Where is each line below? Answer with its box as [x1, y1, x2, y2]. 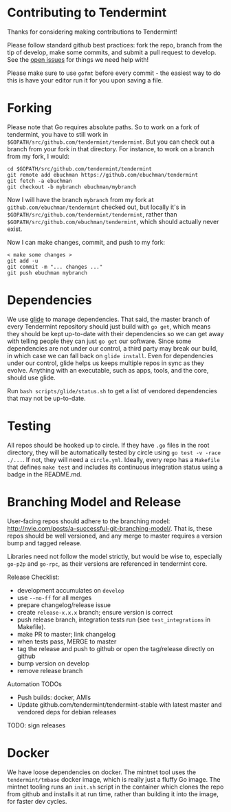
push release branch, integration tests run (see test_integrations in [16, 615, 211, 624]
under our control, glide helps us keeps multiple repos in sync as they [7, 359, 204, 367]
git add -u [7, 257, 38, 264]
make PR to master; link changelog [16, 630, 115, 638]
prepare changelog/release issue [16, 600, 111, 609]
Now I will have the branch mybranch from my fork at [7, 195, 154, 204]
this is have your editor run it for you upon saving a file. [7, 76, 164, 84]
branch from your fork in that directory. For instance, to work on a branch [7, 144, 214, 153]
